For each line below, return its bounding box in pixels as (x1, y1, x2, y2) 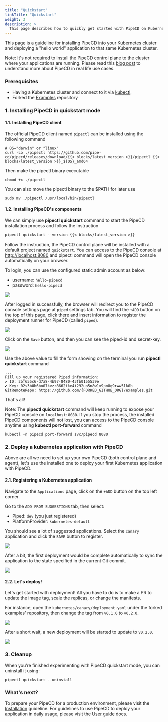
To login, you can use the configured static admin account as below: (5, 267, 146, 273)
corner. (5, 494, 20, 500)
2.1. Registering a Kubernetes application (5, 477, 92, 483)
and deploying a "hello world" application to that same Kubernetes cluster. (5, 45, 158, 51)
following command (5, 136, 46, 142)
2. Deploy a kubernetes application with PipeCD (5, 443, 123, 450)
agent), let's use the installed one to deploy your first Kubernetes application (5, 460, 163, 466)
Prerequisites (5, 78, 38, 85)
